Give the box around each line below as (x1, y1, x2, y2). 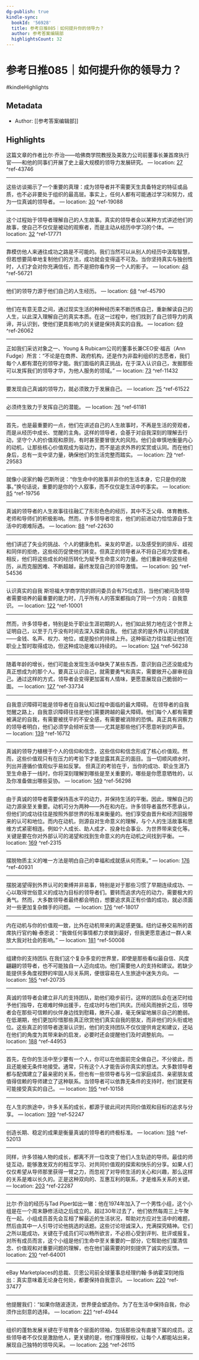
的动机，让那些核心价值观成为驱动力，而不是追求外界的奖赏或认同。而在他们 (6, 443, 193, 451)
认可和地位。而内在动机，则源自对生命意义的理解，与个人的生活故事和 (16, 818, 188, 825)
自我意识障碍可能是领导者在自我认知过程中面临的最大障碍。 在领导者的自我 (6, 701, 190, 708)
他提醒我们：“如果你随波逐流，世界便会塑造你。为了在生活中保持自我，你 (6, 1301, 185, 1308)
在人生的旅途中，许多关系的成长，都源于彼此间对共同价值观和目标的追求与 (6, 1103, 188, 1110)
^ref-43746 (6, 165, 34, 173)
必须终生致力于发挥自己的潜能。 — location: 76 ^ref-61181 (6, 403, 147, 410)
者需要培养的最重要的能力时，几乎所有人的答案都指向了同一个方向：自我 (6, 594, 182, 602)
